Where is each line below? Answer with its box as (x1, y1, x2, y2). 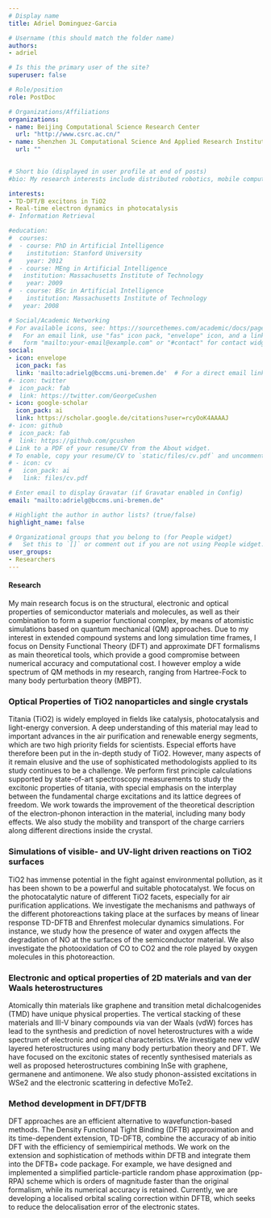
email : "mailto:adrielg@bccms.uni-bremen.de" (8, 496, 164, 504)
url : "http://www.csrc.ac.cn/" (15, 130, 121, 138)
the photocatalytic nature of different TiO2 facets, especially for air (8, 891, 231, 901)
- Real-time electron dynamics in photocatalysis (8, 204, 179, 213)
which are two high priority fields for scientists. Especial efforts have (8, 740, 236, 750)
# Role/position (8, 86, 63, 94)
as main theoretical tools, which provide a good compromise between (8, 650, 240, 660)
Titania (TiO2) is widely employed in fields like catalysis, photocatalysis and (8, 714, 260, 724)
